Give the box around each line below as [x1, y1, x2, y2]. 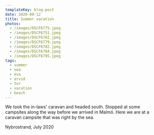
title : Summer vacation [5, 16, 54, 21]
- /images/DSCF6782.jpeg [9, 44, 61, 49]
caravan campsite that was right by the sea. [5, 115, 95, 121]
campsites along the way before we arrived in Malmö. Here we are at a [5, 109, 150, 115]
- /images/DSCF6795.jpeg [9, 53, 61, 59]
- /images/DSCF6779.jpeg [9, 40, 61, 45]
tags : [5, 58, 16, 63]
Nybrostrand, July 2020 [5, 124, 54, 130]
